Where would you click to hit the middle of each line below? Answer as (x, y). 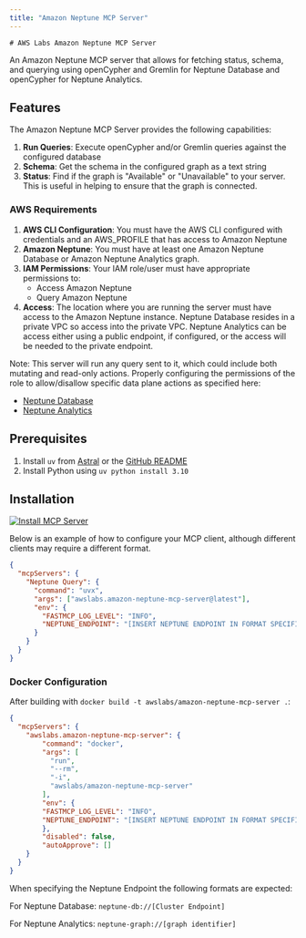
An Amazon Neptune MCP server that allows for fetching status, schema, (147, 59)
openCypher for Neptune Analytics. (76, 79)
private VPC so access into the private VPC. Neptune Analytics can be (154, 326)
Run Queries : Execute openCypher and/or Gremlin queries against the (154, 148)
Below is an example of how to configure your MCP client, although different (153, 539)
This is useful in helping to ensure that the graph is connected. (140, 186)
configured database (62, 157)
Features (35, 108)
